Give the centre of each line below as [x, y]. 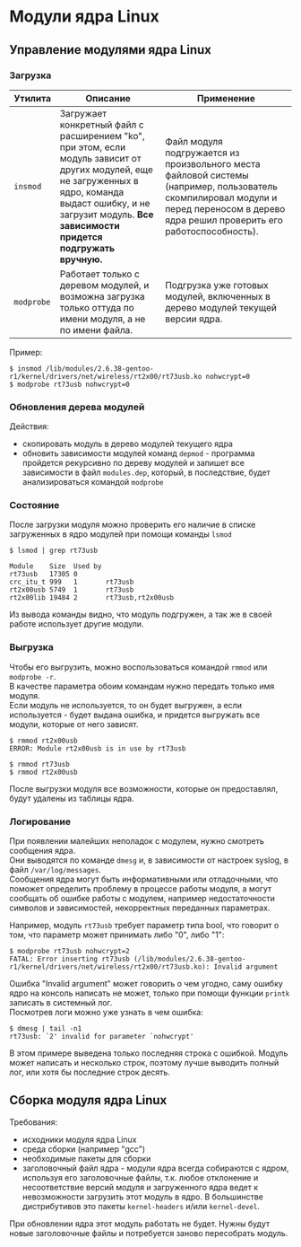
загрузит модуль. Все [107, 215]
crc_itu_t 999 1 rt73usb [72, 582]
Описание [108, 98]
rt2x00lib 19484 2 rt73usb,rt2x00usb [92, 598]
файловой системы [207, 175]
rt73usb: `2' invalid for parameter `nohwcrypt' [102, 1037]
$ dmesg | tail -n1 [46, 1029]
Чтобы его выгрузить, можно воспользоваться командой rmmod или [138, 667]
